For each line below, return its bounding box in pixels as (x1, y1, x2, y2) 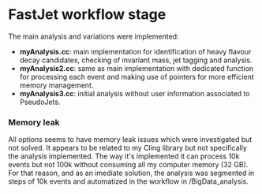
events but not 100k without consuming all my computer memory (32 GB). (8, 160, 249, 170)
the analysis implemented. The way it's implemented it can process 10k (8, 151, 240, 161)
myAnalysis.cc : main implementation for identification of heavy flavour (19, 47, 252, 56)
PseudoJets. (19, 97, 61, 106)
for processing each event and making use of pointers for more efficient (19, 72, 254, 81)
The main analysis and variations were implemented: (8, 32, 179, 41)
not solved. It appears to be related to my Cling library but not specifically (8, 144, 247, 153)
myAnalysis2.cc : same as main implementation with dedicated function (19, 63, 254, 73)
